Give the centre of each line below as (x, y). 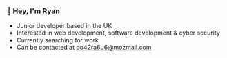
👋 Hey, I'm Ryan (33, 11)
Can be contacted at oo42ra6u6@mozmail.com (84, 48)
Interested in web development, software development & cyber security (118, 33)
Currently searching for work (58, 40)
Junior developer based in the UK (64, 26)
